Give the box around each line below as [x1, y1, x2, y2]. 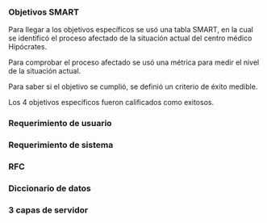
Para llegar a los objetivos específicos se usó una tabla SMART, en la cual [8, 25, 254, 35]
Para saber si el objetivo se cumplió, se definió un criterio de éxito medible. [8, 82, 258, 91]
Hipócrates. [8, 42, 47, 52]
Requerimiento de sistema [8, 140, 114, 151]
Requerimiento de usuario [8, 118, 112, 129]
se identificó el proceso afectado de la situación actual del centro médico [8, 33, 252, 43]
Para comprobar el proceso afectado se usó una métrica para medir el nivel [8, 57, 260, 67]
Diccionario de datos [8, 183, 91, 194]
